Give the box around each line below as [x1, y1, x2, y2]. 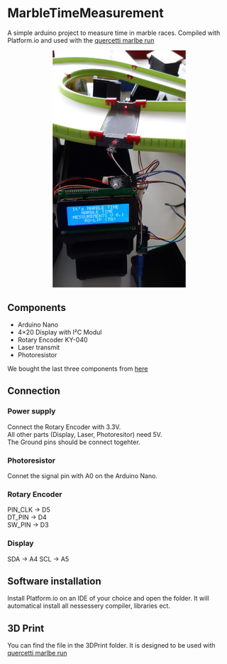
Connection [7, 385, 60, 397]
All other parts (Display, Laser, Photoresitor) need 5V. [7, 430, 162, 438]
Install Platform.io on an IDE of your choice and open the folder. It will [7, 594, 209, 603]
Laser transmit [17, 343, 60, 352]
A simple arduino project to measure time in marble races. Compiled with [7, 28, 221, 37]
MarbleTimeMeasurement [7, 5, 165, 21]
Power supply [7, 406, 56, 416]
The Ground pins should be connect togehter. [7, 438, 140, 446]
